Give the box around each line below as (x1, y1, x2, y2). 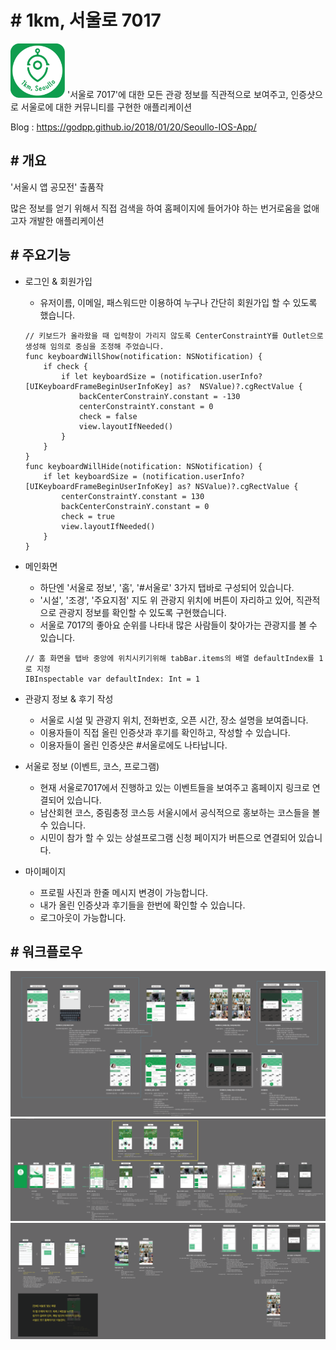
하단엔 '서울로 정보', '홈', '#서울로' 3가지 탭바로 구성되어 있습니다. (39, 581, 295, 593)
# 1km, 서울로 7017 (10, 9, 162, 32)
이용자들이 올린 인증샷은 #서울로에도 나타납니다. (39, 739, 228, 751)
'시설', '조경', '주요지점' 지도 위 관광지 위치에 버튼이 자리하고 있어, (39, 594, 294, 606)
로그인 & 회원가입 (24, 275, 93, 287)
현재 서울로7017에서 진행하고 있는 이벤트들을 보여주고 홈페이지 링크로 (39, 781, 310, 793)
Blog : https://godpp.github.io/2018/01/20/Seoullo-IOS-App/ (10, 121, 257, 133)
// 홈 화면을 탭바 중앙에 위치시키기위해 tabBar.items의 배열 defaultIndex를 (24, 653, 315, 663)
